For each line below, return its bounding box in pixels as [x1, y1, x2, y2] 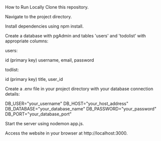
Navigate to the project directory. [5, 14, 72, 19]
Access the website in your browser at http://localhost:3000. [5, 130, 128, 136]
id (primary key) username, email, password [5, 57, 94, 63]
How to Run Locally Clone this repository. [5, 4, 89, 10]
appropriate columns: [5, 38, 49, 44]
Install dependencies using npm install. [5, 23, 84, 29]
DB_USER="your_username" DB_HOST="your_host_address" [5, 101, 129, 106]
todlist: [5, 67, 19, 72]
